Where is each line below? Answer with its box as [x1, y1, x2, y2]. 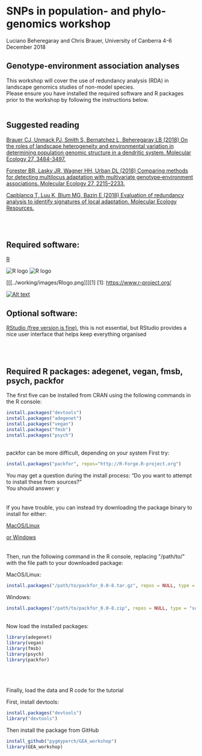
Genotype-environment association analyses [6, 61, 180, 71]
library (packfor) [6, 657, 50, 663]
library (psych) [6, 651, 44, 657]
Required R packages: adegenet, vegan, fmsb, [6, 366, 183, 376]
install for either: [6, 511, 47, 518]
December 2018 [6, 43, 46, 51]
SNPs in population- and [6, 4, 130, 18]
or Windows [6, 534, 36, 541]
